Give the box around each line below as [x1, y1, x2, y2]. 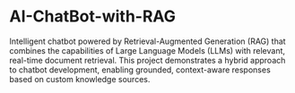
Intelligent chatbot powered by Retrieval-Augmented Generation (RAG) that [9, 36, 286, 46]
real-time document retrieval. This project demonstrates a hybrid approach [9, 55, 286, 65]
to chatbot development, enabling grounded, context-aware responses [9, 64, 271, 75]
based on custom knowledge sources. [9, 73, 151, 84]
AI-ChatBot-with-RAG [9, 6, 177, 27]
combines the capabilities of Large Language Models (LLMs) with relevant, [9, 45, 285, 55]
